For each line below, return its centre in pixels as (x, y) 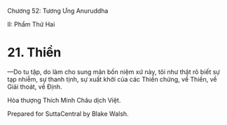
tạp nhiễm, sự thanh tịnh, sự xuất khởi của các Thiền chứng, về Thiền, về (112, 79)
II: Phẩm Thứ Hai (31, 24)
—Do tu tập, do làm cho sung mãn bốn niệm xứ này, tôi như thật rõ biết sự (114, 72)
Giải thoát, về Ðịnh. (35, 87)
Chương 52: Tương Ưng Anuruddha (58, 11)
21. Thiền (34, 53)
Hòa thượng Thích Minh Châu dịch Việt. (64, 100)
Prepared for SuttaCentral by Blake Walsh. (68, 113)
